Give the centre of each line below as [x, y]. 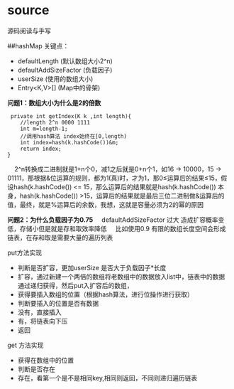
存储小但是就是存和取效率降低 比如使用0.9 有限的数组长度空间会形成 [123, 228]
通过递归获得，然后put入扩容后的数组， [75, 285]
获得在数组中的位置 [46, 360]
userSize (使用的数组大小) [55, 79]
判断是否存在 [36, 369]
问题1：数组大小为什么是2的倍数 [54, 102]
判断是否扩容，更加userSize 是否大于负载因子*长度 [92, 267]
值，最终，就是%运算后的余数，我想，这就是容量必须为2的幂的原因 [106, 204]
